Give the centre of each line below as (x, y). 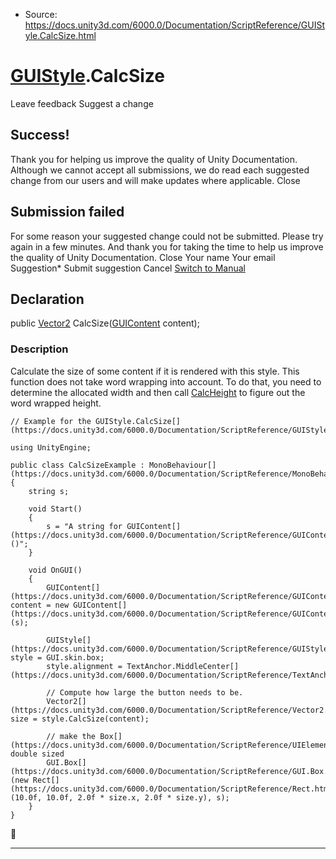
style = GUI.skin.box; (57, 657)
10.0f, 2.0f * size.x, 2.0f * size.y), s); (138, 797)
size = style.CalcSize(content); (80, 719)
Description (39, 349)
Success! (40, 135)
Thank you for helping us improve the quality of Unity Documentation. (154, 159)
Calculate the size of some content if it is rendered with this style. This (155, 371)
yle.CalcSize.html (60, 35)
